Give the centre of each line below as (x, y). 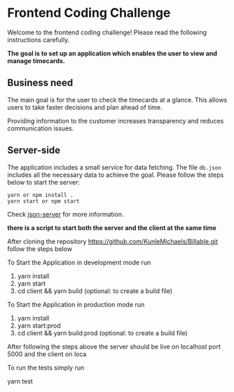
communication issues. (41, 128)
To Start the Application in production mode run (76, 304)
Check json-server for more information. (66, 214)
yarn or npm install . (40, 195)
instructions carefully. (39, 39)
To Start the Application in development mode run (79, 262)
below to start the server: (44, 182)
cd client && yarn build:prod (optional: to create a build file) (102, 333)
